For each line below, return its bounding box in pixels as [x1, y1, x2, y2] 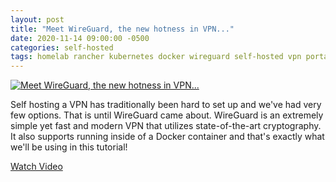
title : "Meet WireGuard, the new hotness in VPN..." [10, 24, 235, 34]
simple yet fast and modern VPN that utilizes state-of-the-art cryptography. [10, 120, 322, 132]
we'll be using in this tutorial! [10, 141, 128, 153]
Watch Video [10, 161, 63, 173]
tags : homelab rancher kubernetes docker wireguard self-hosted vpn [10, 52, 302, 62]
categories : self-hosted [10, 42, 114, 53]
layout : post [10, 14, 65, 25]
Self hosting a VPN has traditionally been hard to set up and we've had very [10, 99, 322, 111]
